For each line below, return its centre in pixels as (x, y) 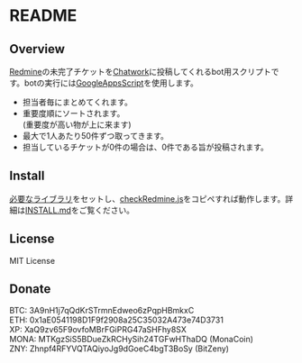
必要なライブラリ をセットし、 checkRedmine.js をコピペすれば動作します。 (147, 198)
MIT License (32, 260)
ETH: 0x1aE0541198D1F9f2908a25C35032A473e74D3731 (116, 320)
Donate (30, 289)
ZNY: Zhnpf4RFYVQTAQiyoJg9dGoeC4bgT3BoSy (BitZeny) (119, 349)
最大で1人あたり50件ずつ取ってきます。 (96, 136)
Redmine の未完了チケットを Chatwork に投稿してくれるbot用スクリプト (141, 72)
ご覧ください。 (107, 210)
